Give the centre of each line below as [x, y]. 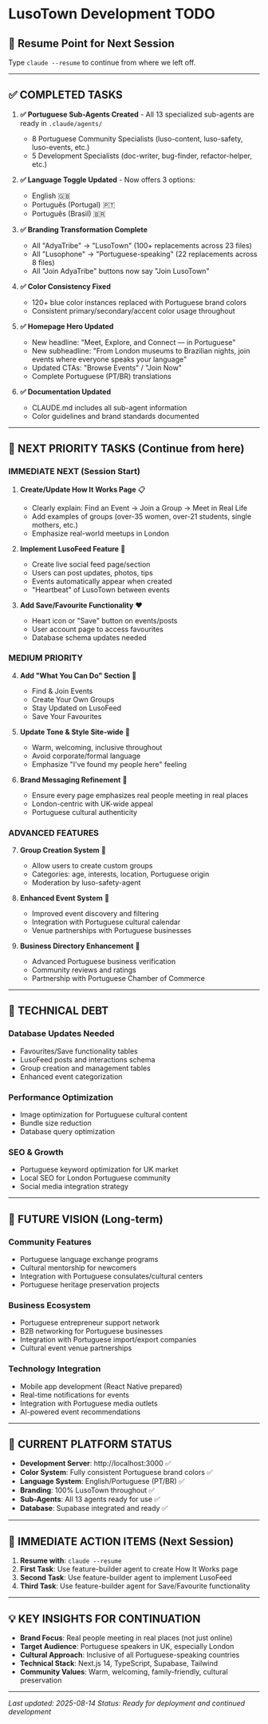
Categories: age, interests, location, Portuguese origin [120, 874]
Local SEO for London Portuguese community [95, 1178]
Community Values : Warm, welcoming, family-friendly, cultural [124, 1672]
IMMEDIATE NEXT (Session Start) [75, 472]
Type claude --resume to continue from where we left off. [102, 62]
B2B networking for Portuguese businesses [91, 1331]
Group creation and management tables [85, 1068]
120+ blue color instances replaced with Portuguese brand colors [139, 302]
